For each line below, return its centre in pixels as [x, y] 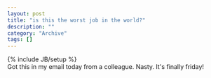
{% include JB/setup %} [42, 59]
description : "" [31, 26]
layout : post [26, 14]
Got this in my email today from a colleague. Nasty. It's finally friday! [106, 67]
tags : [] [20, 40]
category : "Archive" [38, 33]
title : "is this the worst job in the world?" [76, 20]
